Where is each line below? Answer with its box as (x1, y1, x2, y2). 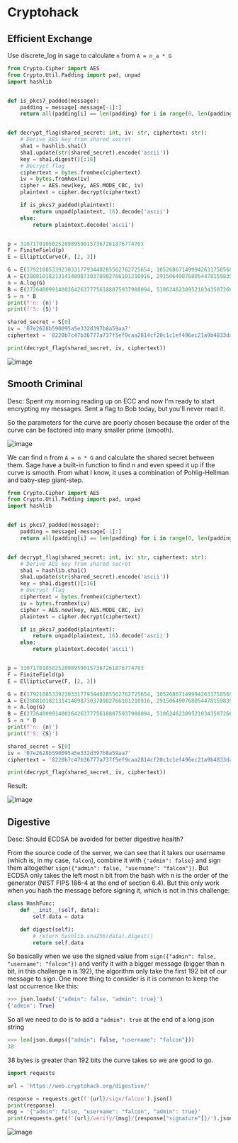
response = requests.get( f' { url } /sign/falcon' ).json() (7, 1095, 173, 1103)
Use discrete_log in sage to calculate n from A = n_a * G (7, 51, 172, 60)
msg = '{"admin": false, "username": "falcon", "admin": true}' (7, 1108, 201, 1115)
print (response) (7, 1102, 55, 1109)
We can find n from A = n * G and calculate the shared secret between (7, 453, 215, 462)
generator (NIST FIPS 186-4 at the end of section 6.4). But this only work (7, 879, 220, 887)
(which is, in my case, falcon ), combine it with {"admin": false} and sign (7, 856, 221, 865)
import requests (7, 1069, 55, 1076)
